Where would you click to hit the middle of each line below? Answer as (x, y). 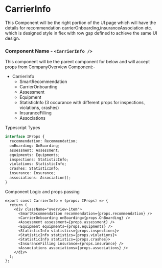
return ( (18, 205)
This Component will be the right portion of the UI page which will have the (81, 23)
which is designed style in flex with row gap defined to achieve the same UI (81, 33)
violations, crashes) (39, 108)
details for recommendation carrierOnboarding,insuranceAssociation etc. (79, 27)
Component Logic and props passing (42, 191)
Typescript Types (23, 128)
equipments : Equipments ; (35, 155)
